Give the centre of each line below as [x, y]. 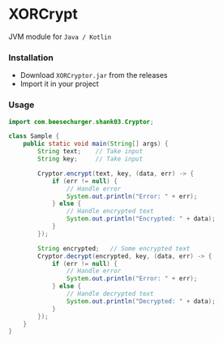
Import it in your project [59, 84]
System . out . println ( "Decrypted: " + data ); [141, 301]
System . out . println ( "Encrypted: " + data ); [141, 219]
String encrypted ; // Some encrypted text [114, 248]
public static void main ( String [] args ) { [96, 144]
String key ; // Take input [90, 159]
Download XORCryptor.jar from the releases [94, 75]
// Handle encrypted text [110, 212]
